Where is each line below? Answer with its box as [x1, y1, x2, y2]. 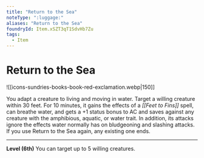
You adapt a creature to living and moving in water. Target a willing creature [6, 95, 195, 102]
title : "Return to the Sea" [6, 9, 78, 15]
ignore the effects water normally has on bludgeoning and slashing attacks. [6, 121, 195, 128]
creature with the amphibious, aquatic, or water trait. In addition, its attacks [6, 114, 194, 122]
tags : [6, 32, 20, 38]
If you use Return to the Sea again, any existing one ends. [6, 127, 151, 134]
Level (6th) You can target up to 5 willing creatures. [6, 145, 135, 152]
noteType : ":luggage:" [6, 15, 64, 21]
